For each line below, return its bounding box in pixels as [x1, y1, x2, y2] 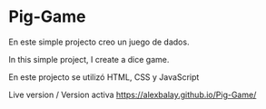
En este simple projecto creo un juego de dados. [8, 36, 190, 47]
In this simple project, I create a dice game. [8, 54, 170, 64]
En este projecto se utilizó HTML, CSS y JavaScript [8, 71, 200, 83]
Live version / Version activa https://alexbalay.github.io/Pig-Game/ [8, 89, 257, 100]
